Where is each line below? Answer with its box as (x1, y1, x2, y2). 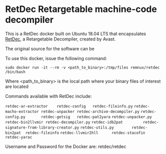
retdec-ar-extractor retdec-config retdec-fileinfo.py (5, 103, 133, 108)
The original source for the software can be (5, 45, 95, 51)
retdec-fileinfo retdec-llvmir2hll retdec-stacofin (25, 130, 145, 135)
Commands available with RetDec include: (5, 93, 92, 99)
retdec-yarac (5, 134, 32, 139)
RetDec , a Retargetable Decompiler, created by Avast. (5, 36, 116, 42)
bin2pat (5, 130, 21, 135)
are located (5, 83, 28, 89)
